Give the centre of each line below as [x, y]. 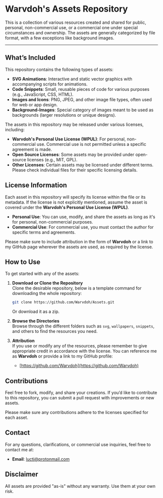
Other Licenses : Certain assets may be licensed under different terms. [83, 165]
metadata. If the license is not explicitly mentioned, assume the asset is [76, 202]
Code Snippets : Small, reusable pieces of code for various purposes [81, 89]
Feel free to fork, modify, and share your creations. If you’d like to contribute [81, 393]
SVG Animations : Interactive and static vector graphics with [72, 79]
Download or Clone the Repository [48, 283]
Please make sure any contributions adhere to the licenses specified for [77, 412]
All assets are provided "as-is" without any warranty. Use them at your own [80, 486]
